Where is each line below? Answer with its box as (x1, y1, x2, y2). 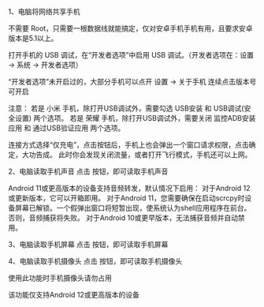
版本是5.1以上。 (8, 34, 58, 43)
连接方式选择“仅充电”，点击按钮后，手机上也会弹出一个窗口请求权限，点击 (8, 140, 250, 149)
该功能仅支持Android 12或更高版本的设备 (8, 290, 140, 299)
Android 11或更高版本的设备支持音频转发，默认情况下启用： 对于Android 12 (8, 184, 251, 193)
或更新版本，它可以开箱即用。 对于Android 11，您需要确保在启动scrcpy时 (8, 193, 245, 203)
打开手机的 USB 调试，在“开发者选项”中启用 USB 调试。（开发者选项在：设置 (8, 51, 255, 59)
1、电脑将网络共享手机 (8, 7, 80, 16)
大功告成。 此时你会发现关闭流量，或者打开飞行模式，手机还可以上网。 (21, 150, 252, 159)
